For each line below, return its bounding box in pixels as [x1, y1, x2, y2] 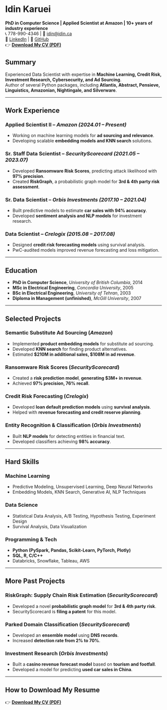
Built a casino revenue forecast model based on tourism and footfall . [12, 661, 157, 667]
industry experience [5, 25, 48, 31]
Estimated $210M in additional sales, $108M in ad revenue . [12, 351, 136, 357]
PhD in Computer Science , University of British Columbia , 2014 [12, 280, 143, 285]
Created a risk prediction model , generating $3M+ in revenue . [12, 375, 143, 381]
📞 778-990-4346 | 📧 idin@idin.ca [5, 30, 72, 36]
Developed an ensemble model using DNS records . [12, 632, 119, 638]
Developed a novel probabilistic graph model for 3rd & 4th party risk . [12, 603, 157, 609]
